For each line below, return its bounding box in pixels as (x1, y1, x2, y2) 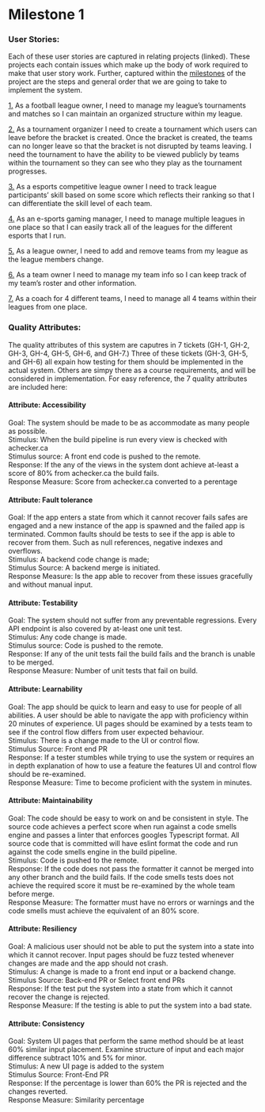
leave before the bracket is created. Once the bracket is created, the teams (8, 133, 253, 143)
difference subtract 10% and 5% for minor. (8, 1053, 147, 1063)
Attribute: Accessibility (8, 400, 87, 409)
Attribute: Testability (8, 598, 78, 607)
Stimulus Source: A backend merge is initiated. (8, 563, 161, 573)
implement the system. (8, 86, 83, 95)
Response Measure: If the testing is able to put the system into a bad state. (8, 1000, 252, 1010)
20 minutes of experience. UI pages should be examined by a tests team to (8, 718, 253, 728)
